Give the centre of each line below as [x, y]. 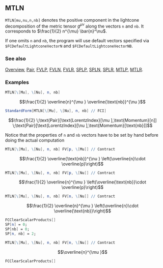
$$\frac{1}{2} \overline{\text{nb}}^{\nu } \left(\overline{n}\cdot [82, 158]
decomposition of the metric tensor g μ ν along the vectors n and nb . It [74, 26]
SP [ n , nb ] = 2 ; [21, 234]
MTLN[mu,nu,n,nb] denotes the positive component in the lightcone [72, 20]
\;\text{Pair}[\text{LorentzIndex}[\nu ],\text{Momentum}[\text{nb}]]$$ [82, 125]
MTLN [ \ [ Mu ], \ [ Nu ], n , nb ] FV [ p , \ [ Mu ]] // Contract [60, 149]
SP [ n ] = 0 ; [16, 225]
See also [15, 59]
